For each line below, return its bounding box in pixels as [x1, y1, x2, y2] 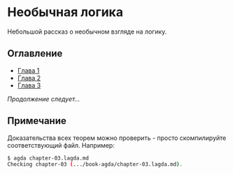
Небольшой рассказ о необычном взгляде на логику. [7, 27, 167, 36]
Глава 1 [17, 66, 40, 74]
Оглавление [7, 48, 63, 59]
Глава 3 [17, 81, 41, 90]
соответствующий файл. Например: [7, 141, 115, 149]
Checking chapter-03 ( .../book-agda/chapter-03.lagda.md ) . [7, 161, 183, 168]
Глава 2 [17, 73, 41, 82]
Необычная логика [7, 4, 124, 20]
